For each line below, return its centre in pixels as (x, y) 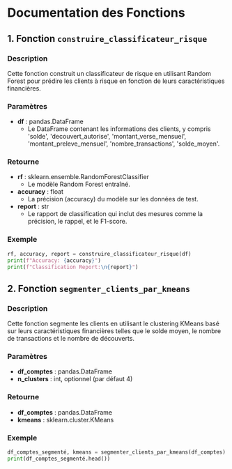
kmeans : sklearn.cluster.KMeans (65, 420)
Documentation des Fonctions (96, 13)
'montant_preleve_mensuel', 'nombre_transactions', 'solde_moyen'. (124, 144)
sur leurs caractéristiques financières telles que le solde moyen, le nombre (114, 331)
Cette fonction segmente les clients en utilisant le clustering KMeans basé (113, 324)
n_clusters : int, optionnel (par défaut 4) (75, 379)
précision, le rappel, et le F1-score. (77, 222)
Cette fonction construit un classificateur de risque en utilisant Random (109, 73)
